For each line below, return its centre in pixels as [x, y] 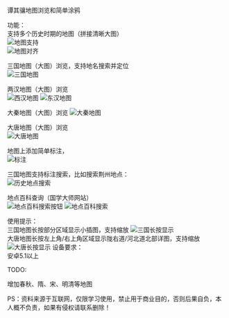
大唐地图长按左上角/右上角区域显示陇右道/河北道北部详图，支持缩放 [104, 238]
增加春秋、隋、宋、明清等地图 [50, 284]
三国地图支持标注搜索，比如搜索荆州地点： [68, 174]
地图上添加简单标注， [37, 151]
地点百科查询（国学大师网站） [50, 198]
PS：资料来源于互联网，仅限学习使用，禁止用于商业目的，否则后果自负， [111, 299]
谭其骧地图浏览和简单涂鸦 [44, 10]
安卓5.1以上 [23, 256]
